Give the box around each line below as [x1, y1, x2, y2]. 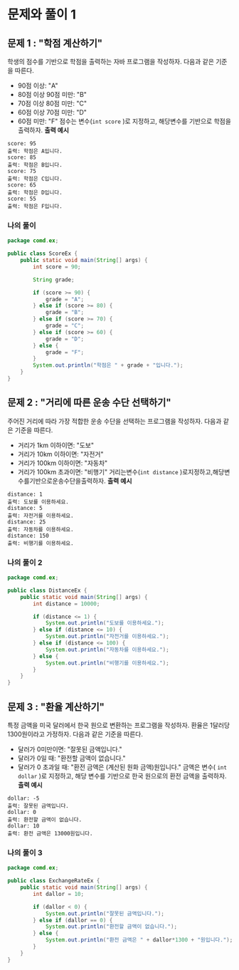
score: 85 [7, 154, 37, 161]
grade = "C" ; [45, 322, 84, 330]
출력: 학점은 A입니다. [7, 147, 63, 155]
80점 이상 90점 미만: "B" [17, 90, 87, 98]
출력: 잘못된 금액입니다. [7, 802, 70, 809]
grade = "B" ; [45, 309, 84, 316]
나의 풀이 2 [7, 557, 43, 567]
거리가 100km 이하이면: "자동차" [17, 459, 108, 467]
